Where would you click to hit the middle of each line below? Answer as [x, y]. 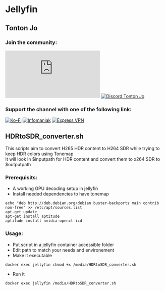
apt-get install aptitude [32, 216]
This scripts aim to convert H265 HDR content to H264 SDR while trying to [82, 148]
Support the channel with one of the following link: [69, 109]
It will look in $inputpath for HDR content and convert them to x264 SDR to [83, 159]
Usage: [14, 233]
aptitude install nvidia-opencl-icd [44, 221]
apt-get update [21, 212]
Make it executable [32, 255]
